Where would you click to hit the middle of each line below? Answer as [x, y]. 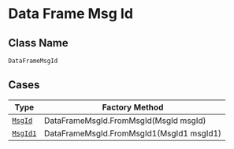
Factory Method [133, 107]
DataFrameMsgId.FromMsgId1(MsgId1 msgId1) [133, 133]
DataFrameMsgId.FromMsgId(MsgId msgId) [125, 121]
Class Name [38, 43]
